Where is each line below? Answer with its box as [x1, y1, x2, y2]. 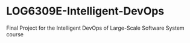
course [6, 30, 24, 38]
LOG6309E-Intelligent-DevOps [6, 4, 165, 18]
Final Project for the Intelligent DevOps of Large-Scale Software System [6, 24, 185, 31]
